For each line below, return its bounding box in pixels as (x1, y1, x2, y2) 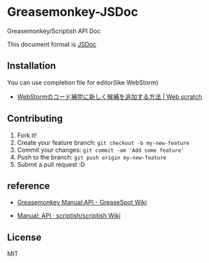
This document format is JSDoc (7, 40, 97, 48)
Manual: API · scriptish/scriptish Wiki (16, 211, 121, 220)
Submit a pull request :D (16, 160, 86, 168)
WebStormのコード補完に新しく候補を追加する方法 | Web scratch (16, 92, 202, 100)
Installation (7, 60, 56, 72)
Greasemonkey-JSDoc (7, 4, 138, 20)
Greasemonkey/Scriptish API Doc (7, 27, 101, 35)
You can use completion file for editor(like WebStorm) (7, 78, 159, 87)
